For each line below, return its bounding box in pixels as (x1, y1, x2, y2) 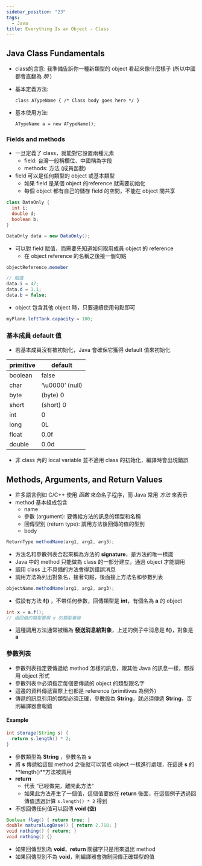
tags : (6, 15, 20, 21)
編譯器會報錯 (20, 702, 52, 709)
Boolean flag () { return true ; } (6, 817, 90, 823)
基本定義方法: (14, 85, 49, 93)
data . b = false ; (6, 292, 47, 299)
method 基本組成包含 (14, 498, 68, 506)
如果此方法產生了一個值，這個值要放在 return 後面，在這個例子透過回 (24, 790, 197, 797)
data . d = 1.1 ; (6, 286, 42, 293)
